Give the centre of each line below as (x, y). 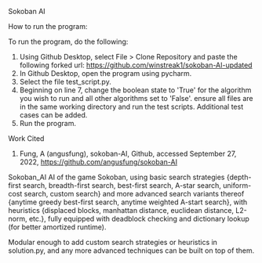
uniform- (237, 186)
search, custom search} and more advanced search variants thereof (134, 194)
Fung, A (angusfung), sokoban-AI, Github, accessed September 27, (128, 153)
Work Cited (26, 139)
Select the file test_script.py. (65, 82)
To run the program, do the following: (68, 41)
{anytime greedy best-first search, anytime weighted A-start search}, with (128, 202)
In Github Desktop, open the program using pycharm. (106, 73)
